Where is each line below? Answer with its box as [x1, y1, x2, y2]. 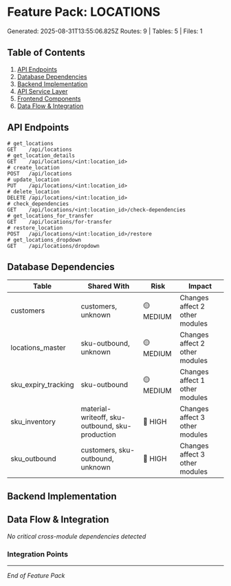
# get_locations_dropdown [7, 236, 81, 243]
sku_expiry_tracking [10, 380, 74, 390]
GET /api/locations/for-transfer [7, 218, 112, 225]
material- [80, 404, 112, 414]
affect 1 [179, 376, 205, 386]
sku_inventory [10, 417, 56, 427]
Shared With [87, 282, 130, 291]
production [80, 430, 117, 439]
